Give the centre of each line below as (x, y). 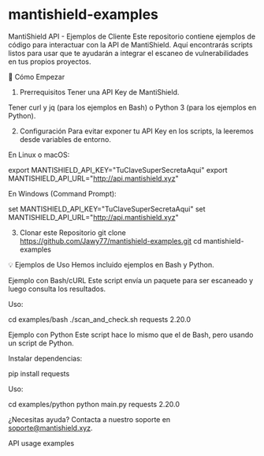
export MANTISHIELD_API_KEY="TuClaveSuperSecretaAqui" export (118, 170)
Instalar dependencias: (45, 358)
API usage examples (41, 443)
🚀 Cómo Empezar (37, 77)
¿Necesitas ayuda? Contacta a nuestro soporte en (89, 419)
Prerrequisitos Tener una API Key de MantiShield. (99, 92)
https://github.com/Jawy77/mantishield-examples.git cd (111, 241)
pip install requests (39, 373)
